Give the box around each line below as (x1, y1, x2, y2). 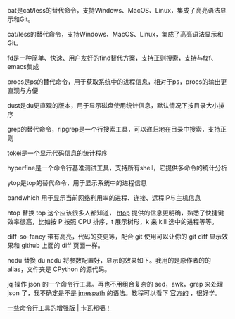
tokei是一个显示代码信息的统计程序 (7, 149, 108, 157)
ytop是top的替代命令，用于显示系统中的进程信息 (7, 179, 147, 187)
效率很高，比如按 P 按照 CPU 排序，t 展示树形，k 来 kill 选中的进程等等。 (7, 218, 218, 225)
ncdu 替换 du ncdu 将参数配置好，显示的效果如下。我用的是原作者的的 (7, 256, 211, 264)
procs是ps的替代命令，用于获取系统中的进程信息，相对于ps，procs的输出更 (7, 77, 227, 86)
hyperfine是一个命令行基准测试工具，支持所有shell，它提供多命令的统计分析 (7, 164, 227, 172)
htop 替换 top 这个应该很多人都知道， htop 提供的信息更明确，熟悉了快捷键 (7, 208, 224, 217)
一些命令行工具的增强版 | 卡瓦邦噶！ (7, 304, 112, 312)
